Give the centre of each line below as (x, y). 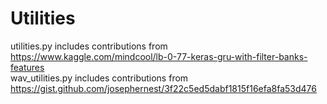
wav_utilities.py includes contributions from (99, 78)
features (27, 67)
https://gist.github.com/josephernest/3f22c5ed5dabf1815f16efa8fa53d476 (163, 88)
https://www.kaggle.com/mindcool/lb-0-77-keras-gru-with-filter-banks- (159, 56)
